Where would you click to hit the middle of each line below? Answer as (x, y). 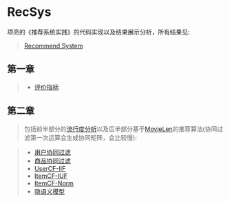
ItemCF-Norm (54, 183)
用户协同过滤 (52, 152)
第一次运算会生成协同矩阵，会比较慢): (83, 137)
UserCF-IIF (50, 168)
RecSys (29, 12)
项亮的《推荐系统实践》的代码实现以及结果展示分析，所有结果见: (99, 32)
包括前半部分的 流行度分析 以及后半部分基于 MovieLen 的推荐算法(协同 (121, 129)
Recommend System (53, 46)
